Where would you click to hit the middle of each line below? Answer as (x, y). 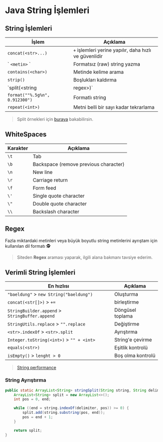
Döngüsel (125, 310)
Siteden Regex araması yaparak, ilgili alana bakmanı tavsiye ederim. (85, 257)
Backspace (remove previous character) (79, 164)
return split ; (28, 430)
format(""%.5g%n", (29, 95)
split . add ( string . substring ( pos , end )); (64, 413)
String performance (37, 368)
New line (43, 172)
